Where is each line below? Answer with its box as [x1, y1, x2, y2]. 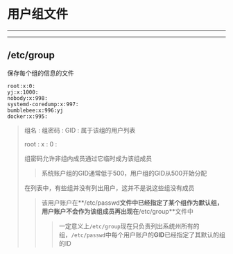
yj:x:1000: [7, 88, 39, 96]
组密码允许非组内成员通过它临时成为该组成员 [24, 154, 153, 162]
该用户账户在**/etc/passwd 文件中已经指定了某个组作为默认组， [41, 198, 223, 207]
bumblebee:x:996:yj [7, 107, 64, 114]
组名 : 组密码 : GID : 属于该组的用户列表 [24, 126, 136, 134]
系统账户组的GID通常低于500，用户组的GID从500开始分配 [41, 169, 207, 177]
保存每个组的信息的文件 [7, 69, 74, 77]
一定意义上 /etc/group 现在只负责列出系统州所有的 [58, 221, 200, 230]
